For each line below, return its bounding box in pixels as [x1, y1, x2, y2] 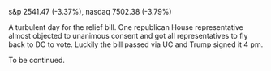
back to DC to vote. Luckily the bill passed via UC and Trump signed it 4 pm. [8, 40, 264, 49]
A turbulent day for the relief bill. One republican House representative [8, 23, 243, 31]
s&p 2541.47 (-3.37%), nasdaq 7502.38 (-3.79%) [8, 7, 172, 16]
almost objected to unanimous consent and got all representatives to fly [8, 31, 248, 40]
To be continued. [8, 56, 65, 65]
